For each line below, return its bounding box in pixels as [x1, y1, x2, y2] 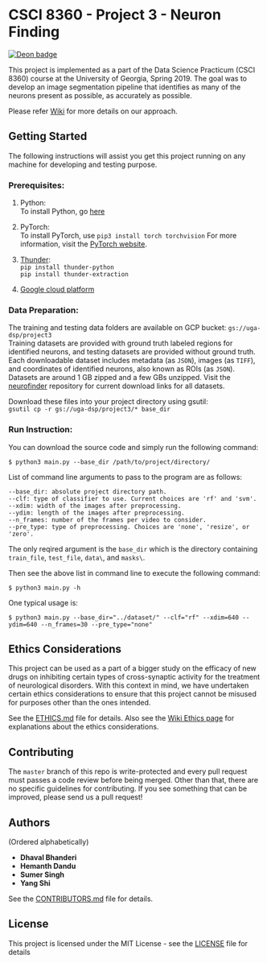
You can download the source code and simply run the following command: [8, 442, 259, 452]
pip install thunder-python [19, 263, 114, 271]
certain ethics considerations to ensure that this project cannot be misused [8, 689, 257, 699]
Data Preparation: [8, 304, 79, 316]
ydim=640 [8, 620, 38, 629]
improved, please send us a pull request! [8, 792, 143, 802]
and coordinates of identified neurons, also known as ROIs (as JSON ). [8, 364, 236, 374]
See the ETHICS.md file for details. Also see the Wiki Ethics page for [8, 713, 235, 723]
